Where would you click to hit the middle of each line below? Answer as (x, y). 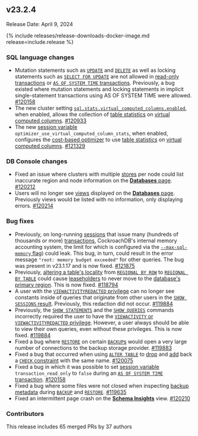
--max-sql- (174, 247)
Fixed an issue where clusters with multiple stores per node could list (99, 174)
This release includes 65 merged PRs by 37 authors (69, 426)
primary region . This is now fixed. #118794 (66, 285)
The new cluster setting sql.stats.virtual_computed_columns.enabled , (101, 108)
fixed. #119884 (33, 335)
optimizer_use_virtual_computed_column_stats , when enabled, (91, 134)
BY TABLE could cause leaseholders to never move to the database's (98, 278)
